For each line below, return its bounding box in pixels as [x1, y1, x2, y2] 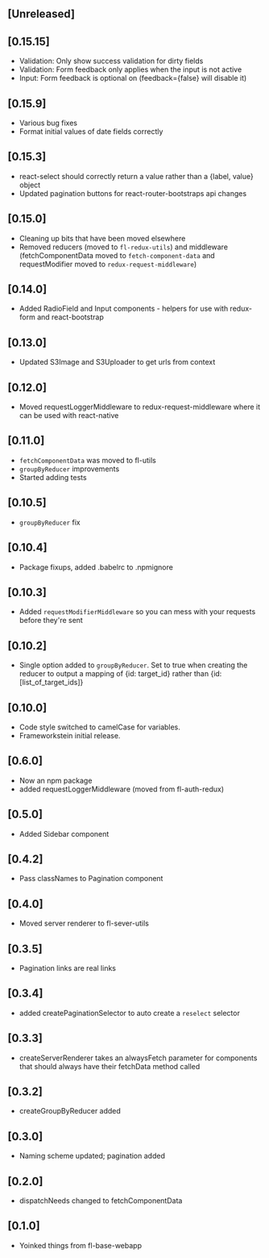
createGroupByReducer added [19, 1106, 122, 1116]
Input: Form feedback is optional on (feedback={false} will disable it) [19, 73, 247, 83]
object [19, 180, 41, 190]
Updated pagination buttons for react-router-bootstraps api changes [19, 188, 247, 198]
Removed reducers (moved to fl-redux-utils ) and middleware [19, 242, 229, 252]
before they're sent [19, 616, 84, 625]
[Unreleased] [7, 7, 76, 21]
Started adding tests [19, 472, 87, 482]
